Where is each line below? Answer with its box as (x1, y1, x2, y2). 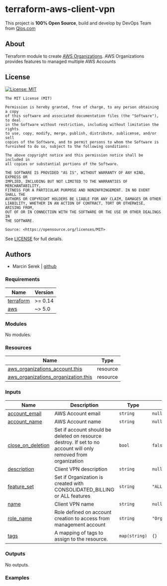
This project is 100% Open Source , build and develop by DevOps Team (5, 20, 152, 26)
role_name (7, 515, 32, 522)
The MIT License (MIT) (5, 96, 52, 101)
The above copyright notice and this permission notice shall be (5, 152, 143, 158)
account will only (54, 445, 94, 452)
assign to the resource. (54, 536, 108, 543)
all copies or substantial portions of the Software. (5, 161, 119, 166)
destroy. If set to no (54, 439, 100, 446)
